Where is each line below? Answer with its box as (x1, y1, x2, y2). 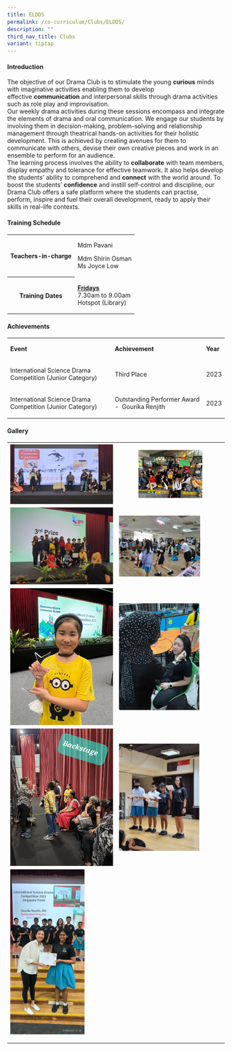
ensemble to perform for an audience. (7, 151, 115, 160)
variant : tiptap (7, 40, 54, 48)
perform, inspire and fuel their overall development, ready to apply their (7, 196, 211, 204)
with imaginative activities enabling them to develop (7, 85, 155, 93)
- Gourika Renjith (115, 403, 166, 411)
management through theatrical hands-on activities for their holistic (7, 129, 200, 138)
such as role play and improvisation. (7, 100, 110, 108)
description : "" (7, 26, 54, 32)
